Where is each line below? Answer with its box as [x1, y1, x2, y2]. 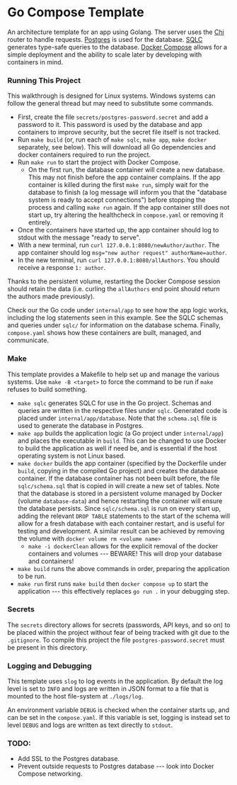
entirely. [28, 218, 52, 227]
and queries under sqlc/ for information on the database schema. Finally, [7, 321, 221, 329]
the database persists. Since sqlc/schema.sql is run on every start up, [17, 504, 221, 512]
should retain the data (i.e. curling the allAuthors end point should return [7, 285, 221, 293]
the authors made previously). [7, 292, 96, 301]
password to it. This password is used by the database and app [17, 120, 203, 129]
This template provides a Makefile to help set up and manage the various [7, 370, 220, 378]
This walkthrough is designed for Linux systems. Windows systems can [7, 91, 216, 100]
